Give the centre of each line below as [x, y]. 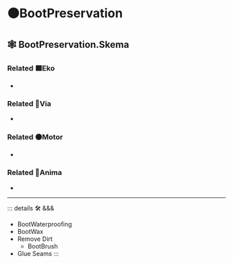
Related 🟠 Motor [35, 137]
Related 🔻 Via [29, 103]
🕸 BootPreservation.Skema [68, 45]
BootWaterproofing [45, 224]
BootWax [30, 231]
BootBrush [43, 246]
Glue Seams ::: [38, 253]
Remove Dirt [35, 239]
